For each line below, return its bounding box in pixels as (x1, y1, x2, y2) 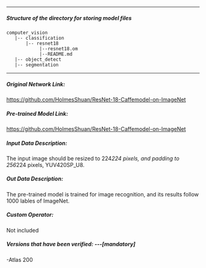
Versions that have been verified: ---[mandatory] (6, 240, 136, 248)
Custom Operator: (6, 211, 54, 218)
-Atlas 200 (6, 256, 33, 263)
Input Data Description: (6, 139, 67, 147)
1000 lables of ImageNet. (6, 197, 70, 204)
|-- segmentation (14, 62, 59, 68)
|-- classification (14, 35, 64, 41)
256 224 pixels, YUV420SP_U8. (6, 161, 85, 168)
